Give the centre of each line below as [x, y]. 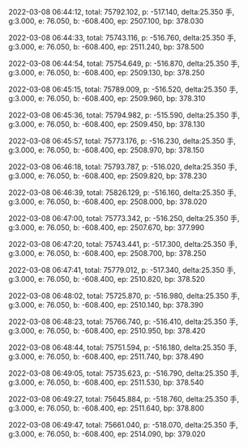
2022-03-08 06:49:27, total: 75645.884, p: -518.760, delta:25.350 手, [124, 399]
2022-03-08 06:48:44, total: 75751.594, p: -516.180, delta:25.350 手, [123, 347]
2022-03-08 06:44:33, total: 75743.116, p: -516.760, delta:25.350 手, [122, 38]
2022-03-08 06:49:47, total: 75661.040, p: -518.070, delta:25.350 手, [124, 425]
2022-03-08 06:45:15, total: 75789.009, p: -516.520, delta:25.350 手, [123, 89]
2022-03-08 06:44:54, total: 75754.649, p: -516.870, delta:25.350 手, [124, 64]
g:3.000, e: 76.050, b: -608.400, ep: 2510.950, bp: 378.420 [107, 331]
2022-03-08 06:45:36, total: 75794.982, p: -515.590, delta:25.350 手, [124, 115]
